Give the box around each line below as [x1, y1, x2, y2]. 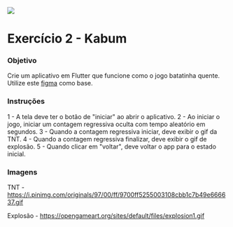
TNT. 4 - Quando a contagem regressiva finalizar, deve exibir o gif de [7, 135, 207, 143]
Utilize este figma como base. [7, 79, 93, 88]
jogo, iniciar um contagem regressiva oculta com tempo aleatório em [7, 120, 206, 128]
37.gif [7, 198, 24, 207]
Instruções [7, 97, 45, 106]
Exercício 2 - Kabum [7, 31, 127, 47]
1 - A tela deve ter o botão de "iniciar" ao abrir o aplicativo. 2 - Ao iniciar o [7, 112, 220, 121]
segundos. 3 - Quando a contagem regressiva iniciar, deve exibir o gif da [7, 127, 218, 136]
